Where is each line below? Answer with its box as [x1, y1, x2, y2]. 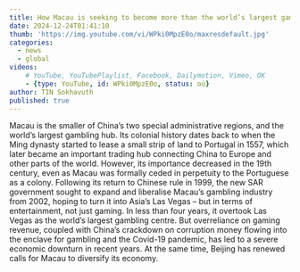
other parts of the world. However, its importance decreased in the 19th [9, 158, 272, 169]
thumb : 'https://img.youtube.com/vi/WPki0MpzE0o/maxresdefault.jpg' [9, 29, 270, 38]
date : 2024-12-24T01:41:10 [9, 21, 110, 30]
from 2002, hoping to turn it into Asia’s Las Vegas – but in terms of [9, 196, 253, 207]
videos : [9, 63, 38, 72]
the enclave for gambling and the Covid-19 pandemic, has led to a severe [9, 234, 279, 245]
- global [17, 54, 50, 63]
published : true [9, 95, 70, 105]
